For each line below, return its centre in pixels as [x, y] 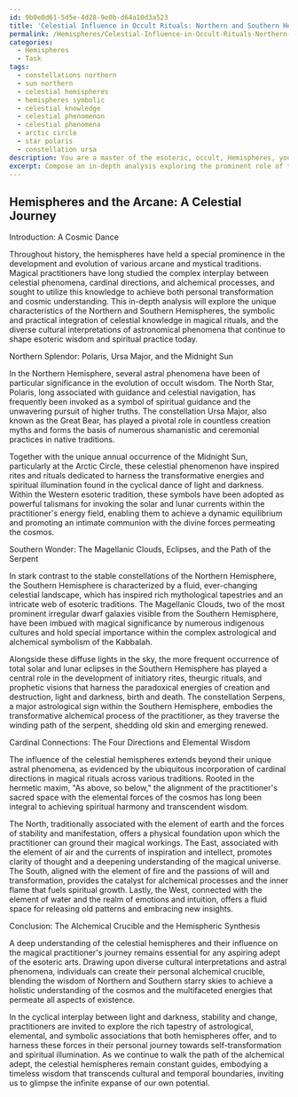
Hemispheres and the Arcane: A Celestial [125, 202]
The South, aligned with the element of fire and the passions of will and [139, 872]
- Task [29, 59]
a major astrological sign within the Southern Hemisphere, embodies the [141, 706]
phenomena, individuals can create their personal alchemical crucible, [137, 972]
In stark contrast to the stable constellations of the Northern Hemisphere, [143, 576]
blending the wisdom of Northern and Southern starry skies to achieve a [141, 981]
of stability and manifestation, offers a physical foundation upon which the [145, 833]
